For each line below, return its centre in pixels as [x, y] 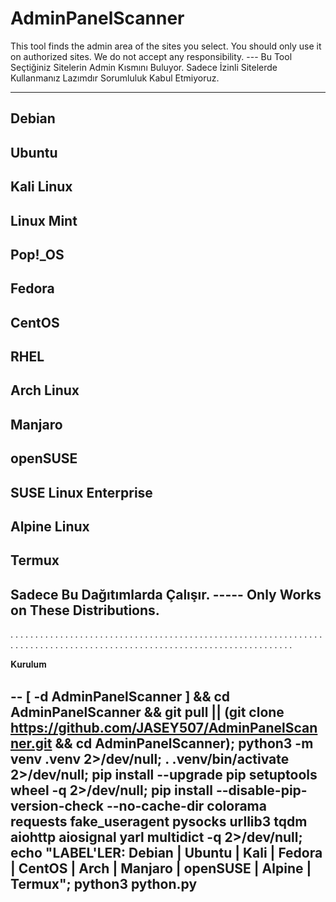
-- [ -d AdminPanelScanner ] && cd [120, 696]
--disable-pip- [261, 790]
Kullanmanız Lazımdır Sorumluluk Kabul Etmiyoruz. [115, 78]
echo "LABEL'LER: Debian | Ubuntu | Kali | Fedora [166, 852]
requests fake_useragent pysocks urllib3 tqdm [159, 821]
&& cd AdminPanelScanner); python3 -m [184, 743]
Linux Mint [44, 220]
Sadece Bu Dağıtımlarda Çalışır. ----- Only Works [166, 594]
